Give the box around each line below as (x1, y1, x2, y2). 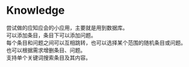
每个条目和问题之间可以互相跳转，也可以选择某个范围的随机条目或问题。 (6, 39, 186, 46)
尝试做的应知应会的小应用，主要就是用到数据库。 (6, 24, 128, 31)
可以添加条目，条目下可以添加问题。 (6, 31, 97, 39)
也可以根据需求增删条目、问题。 (6, 46, 86, 54)
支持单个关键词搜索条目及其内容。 (6, 54, 91, 61)
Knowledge (6, 4, 65, 17)
